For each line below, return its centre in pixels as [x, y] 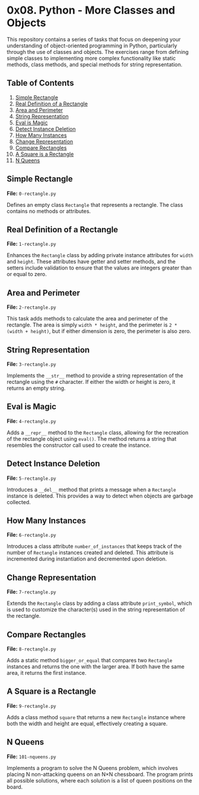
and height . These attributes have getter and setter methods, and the [91, 262]
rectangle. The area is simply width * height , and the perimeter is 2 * [92, 325]
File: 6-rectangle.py [31, 535]
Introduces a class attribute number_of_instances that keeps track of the [94, 546]
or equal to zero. [27, 274]
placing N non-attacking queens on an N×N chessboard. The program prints [100, 774]
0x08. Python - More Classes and [91, 10]
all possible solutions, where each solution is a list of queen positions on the [99, 780]
